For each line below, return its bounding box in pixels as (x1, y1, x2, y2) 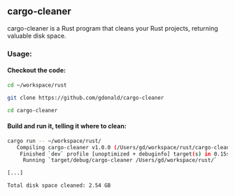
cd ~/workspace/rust (7, 82, 68, 89)
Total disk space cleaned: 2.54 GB (7, 182, 111, 189)
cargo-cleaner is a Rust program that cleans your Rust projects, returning (7, 24, 218, 32)
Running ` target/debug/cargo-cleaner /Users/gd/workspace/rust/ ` (22, 157, 218, 164)
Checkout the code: (7, 66, 66, 75)
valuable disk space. (7, 31, 66, 40)
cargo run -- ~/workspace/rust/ (7, 137, 101, 144)
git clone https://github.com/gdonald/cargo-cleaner (7, 94, 164, 101)
